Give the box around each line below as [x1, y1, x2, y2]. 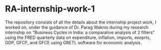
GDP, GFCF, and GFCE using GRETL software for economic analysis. [5, 39, 142, 45]
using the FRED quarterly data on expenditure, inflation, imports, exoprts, [5, 35, 151, 40]
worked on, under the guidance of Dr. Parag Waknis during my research [5, 24, 149, 30]
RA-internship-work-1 [5, 3, 95, 14]
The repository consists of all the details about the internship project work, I [5, 19, 157, 25]
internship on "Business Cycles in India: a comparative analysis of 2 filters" [5, 29, 155, 35]
